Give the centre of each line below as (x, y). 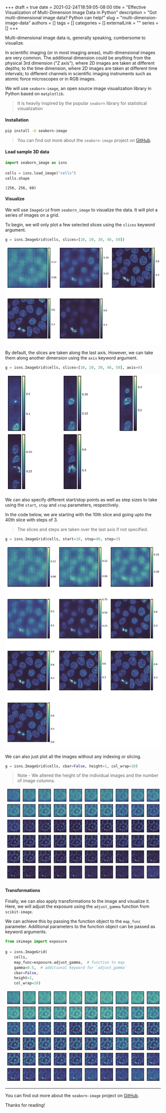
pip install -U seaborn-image (36, 131)
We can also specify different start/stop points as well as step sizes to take (81, 499)
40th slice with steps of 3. (32, 520)
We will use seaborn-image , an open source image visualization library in (78, 88)
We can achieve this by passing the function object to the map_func (73, 921)
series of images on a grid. (32, 215)
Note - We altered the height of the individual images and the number (88, 775)
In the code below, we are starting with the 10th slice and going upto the (78, 514)
